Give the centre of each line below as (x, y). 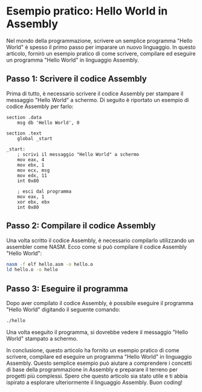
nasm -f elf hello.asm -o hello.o (50, 264)
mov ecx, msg (34, 170)
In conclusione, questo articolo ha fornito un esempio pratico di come (93, 350)
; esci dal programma (44, 191)
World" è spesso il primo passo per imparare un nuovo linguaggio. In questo (101, 47)
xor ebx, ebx (34, 202)
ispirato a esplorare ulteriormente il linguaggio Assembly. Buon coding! (94, 382)
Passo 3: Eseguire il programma (67, 288)
